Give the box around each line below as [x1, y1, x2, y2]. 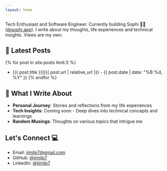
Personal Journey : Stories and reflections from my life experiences [12, 102, 152, 108]
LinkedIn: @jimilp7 [12, 160, 51, 166]
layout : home [5, 7, 33, 13]
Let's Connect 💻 [5, 133, 59, 142]
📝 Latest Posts [5, 46, 51, 55]
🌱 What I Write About [5, 89, 72, 98]
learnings [12, 113, 32, 119]
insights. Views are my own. [5, 32, 63, 38]
